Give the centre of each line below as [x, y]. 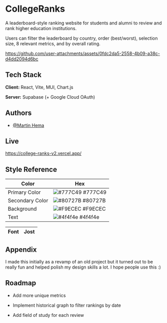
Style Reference [31, 169]
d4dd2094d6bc [22, 58]
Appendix [21, 249]
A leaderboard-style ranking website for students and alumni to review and [83, 23]
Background [22, 209]
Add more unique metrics [39, 295]
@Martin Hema [28, 125]
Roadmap [21, 283]
